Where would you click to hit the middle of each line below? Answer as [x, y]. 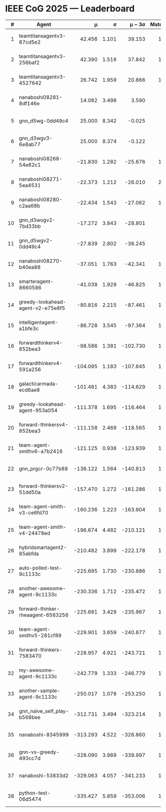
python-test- [35, 793]
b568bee [30, 717]
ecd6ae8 [30, 390]
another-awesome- [42, 588]
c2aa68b [30, 205]
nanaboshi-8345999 [44, 735]
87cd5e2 [30, 42]
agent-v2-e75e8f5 [42, 308]
